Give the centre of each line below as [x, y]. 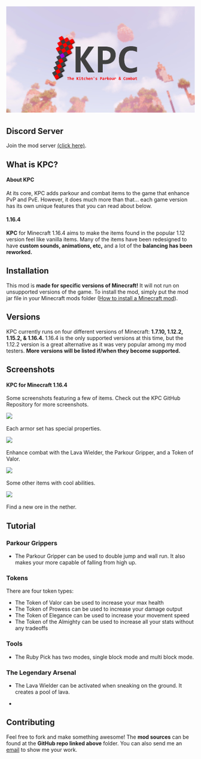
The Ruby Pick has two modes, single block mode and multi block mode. [104, 657]
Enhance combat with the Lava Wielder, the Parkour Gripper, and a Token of [100, 453]
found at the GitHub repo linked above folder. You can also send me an [94, 743]
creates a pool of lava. [42, 692]
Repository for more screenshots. [47, 405]
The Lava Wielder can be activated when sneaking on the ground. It [98, 685]
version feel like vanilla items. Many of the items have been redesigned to [97, 240]
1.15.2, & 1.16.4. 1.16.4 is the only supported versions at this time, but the [95, 338]
